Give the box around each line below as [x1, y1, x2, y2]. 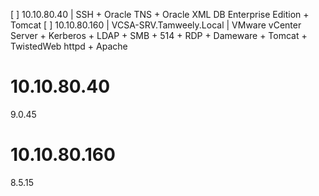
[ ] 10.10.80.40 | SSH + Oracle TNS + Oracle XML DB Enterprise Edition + [10, 9, 310, 20]
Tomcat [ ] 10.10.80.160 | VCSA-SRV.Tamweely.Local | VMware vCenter [10, 19, 302, 31]
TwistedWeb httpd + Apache [10, 40, 128, 52]
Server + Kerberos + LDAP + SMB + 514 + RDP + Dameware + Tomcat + [10, 30, 308, 41]
